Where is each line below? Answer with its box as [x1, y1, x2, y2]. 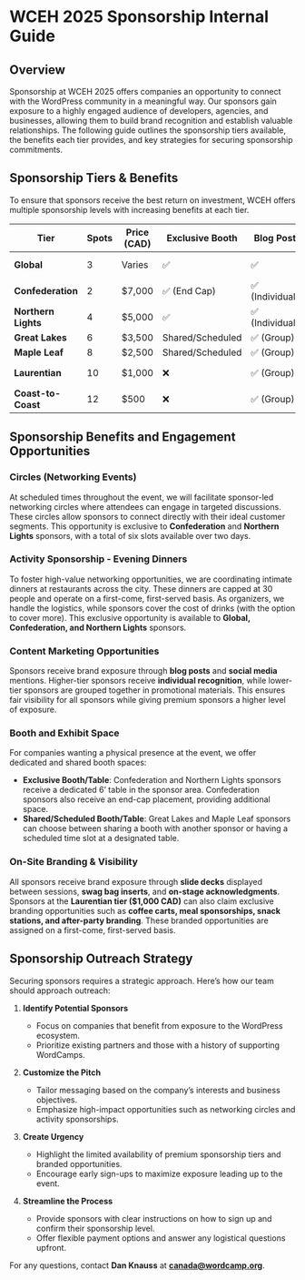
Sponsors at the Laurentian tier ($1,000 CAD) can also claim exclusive [9, 895, 275, 907]
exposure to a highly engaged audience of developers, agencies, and [9, 106, 269, 116]
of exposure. [9, 704, 57, 716]
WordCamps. [35, 1049, 86, 1060]
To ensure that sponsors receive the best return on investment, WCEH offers [9, 194, 296, 206]
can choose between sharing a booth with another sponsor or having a [22, 823, 289, 834]
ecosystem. [35, 1030, 80, 1041]
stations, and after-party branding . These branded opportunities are [9, 915, 270, 926]
